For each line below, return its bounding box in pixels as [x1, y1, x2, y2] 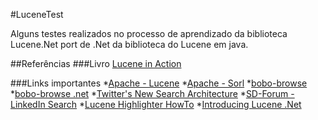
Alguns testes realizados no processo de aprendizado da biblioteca [10, 28, 288, 39]
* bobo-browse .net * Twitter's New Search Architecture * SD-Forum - [10, 88, 295, 99]
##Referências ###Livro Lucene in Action [10, 58, 182, 69]
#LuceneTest [10, 9, 64, 20]
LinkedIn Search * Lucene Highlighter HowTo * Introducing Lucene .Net [10, 99, 302, 110]
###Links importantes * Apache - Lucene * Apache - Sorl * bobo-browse [10, 77, 308, 89]
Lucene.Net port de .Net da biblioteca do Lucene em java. [10, 39, 249, 50]
